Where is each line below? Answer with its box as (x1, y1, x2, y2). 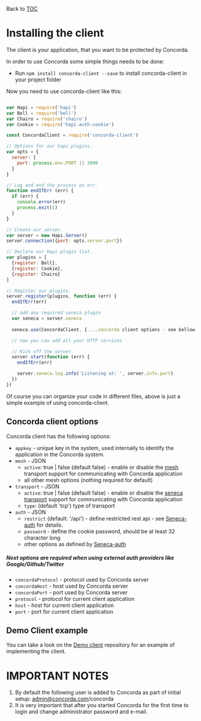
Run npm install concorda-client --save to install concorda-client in (14, 69, 188, 77)
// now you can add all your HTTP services (11, 337, 122, 343)
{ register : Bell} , (11, 260, 58, 266)
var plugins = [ (6, 255, 47, 261)
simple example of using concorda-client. (6, 399, 110, 406)
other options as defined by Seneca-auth (23, 540, 126, 548)
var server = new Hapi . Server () (6, 232, 87, 238)
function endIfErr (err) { (6, 188, 74, 194)
